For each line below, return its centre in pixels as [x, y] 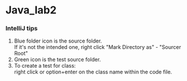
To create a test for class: [45, 66]
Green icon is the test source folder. [57, 59]
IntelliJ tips [21, 29]
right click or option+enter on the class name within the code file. [93, 72]
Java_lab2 [31, 10]
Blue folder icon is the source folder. [58, 41]
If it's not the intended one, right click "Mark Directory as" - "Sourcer [98, 47]
